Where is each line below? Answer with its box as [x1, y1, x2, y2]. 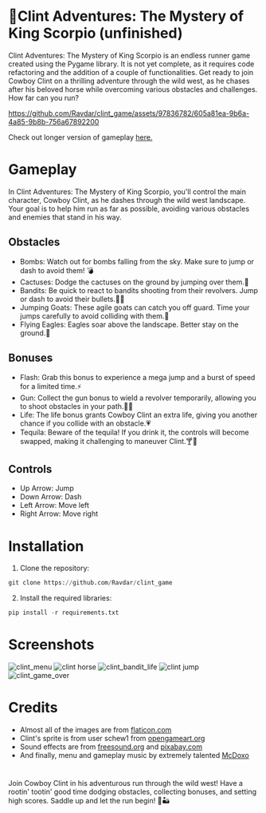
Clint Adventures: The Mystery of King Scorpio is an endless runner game [8, 50, 251, 60]
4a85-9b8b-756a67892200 [8, 117, 100, 126]
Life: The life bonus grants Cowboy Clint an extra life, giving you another [19, 410, 258, 419]
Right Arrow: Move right [19, 509, 99, 518]
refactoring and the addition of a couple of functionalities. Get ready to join [8, 67, 254, 77]
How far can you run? [8, 93, 80, 102]
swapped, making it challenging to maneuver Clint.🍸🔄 [19, 436, 198, 446]
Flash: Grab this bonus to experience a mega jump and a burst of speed [19, 372, 256, 382]
